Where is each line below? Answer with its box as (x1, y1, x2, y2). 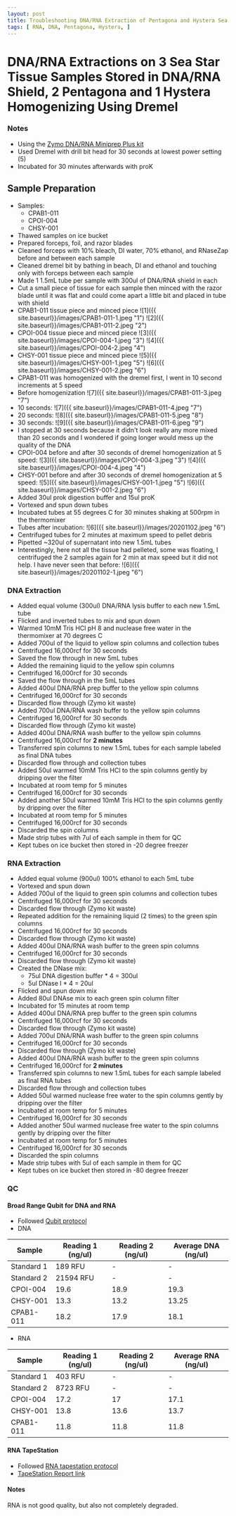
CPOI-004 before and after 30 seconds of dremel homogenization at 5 (17, 448, 222, 456)
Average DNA (173, 1241, 220, 1251)
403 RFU (55, 1372, 86, 1382)
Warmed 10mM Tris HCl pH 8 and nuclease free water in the (17, 624, 192, 632)
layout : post (7, 10, 46, 18)
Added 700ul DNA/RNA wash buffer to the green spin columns (17, 1032, 199, 1040)
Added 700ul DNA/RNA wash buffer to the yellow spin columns (17, 706, 200, 715)
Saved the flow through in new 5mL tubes (17, 653, 138, 662)
